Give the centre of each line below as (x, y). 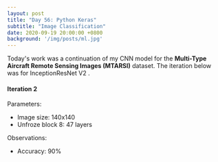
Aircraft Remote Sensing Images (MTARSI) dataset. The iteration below (109, 66)
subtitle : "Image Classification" (57, 26)
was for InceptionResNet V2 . (49, 73)
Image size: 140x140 (46, 117)
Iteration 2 (22, 89)
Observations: (27, 138)
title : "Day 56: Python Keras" (52, 20)
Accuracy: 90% (39, 151)
